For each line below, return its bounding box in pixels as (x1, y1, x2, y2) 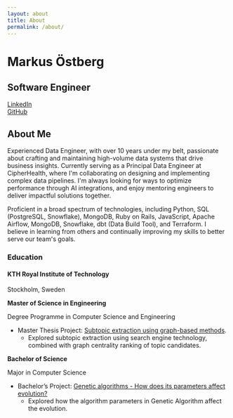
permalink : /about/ (7, 23, 65, 30)
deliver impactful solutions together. (7, 191, 112, 200)
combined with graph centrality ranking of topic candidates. (27, 341, 201, 350)
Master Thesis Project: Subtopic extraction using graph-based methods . (17, 326, 227, 334)
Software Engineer (7, 81, 91, 93)
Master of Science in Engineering (7, 299, 107, 308)
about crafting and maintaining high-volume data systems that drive (7, 154, 204, 162)
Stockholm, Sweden (7, 285, 65, 294)
